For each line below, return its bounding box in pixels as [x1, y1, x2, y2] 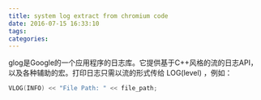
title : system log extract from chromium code [8, 11, 169, 20]
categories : [8, 34, 49, 43]
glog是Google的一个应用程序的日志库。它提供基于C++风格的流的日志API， [8, 58, 258, 67]
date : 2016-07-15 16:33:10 [8, 20, 100, 28]
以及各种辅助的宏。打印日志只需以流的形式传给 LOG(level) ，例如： [8, 68, 233, 78]
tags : [8, 27, 27, 35]
